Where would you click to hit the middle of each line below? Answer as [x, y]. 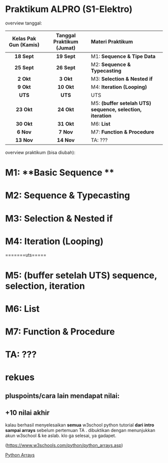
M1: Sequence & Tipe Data [123, 56]
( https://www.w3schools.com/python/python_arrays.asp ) [64, 445]
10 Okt [65, 87]
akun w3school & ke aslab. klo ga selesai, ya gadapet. [61, 435]
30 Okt [24, 123]
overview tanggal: [24, 23]
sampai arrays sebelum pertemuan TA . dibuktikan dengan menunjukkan [80, 430]
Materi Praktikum [112, 41]
